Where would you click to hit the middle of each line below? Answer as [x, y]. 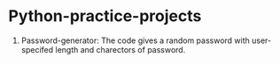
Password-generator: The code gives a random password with [135, 40]
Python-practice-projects [105, 16]
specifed [37, 49]
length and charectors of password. [121, 49]
